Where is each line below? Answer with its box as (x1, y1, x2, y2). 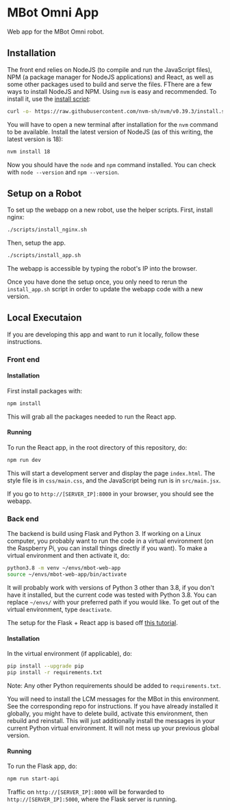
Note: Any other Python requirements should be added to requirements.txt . (7, 681, 221, 689)
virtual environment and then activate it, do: (7, 552, 130, 560)
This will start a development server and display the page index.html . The (7, 469, 216, 477)
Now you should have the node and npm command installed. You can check (7, 160, 216, 169)
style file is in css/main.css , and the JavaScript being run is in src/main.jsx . (7, 476, 221, 484)
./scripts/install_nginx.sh (7, 226, 88, 234)
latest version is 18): (7, 135, 64, 143)
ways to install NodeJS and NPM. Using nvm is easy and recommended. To (7, 87, 217, 95)
